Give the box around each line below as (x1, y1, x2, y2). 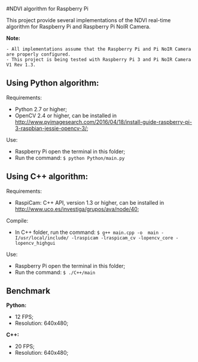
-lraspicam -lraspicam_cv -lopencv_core (71, 235, 173, 241)
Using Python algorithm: (6, 78, 99, 89)
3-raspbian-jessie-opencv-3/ (14, 124, 87, 132)
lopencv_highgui (14, 240, 56, 246)
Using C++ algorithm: (6, 172, 89, 182)
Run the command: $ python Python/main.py (14, 154, 125, 161)
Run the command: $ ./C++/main (14, 269, 96, 276)
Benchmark (6, 286, 51, 296)
